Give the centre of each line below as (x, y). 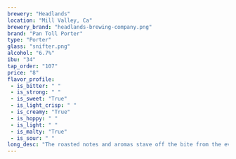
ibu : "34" (22, 60)
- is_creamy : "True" (40, 112)
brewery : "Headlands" (39, 14)
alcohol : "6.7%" (31, 53)
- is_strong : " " (35, 92)
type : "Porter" (29, 40)
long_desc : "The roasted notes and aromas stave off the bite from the (114, 145)
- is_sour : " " (32, 138)
